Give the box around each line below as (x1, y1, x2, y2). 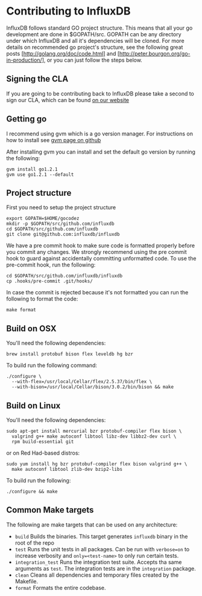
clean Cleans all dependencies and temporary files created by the (14, 571, 179, 578)
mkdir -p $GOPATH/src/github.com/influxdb (6, 221, 115, 227)
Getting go (6, 114, 47, 125)
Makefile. (14, 577, 38, 585)
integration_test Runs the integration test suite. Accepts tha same (14, 558, 182, 566)
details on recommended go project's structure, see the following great (6, 44, 183, 51)
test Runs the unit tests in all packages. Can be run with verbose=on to (14, 545, 190, 552)
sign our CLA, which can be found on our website (6, 96, 130, 103)
